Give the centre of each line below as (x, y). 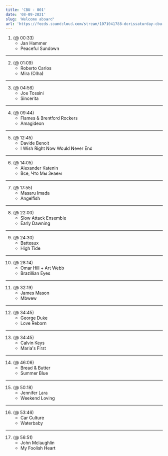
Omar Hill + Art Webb (42, 268)
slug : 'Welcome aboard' (30, 19)
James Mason (35, 293)
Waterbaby (32, 423)
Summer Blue (34, 373)
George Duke (34, 318)
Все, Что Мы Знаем (41, 173)
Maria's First (33, 348)
